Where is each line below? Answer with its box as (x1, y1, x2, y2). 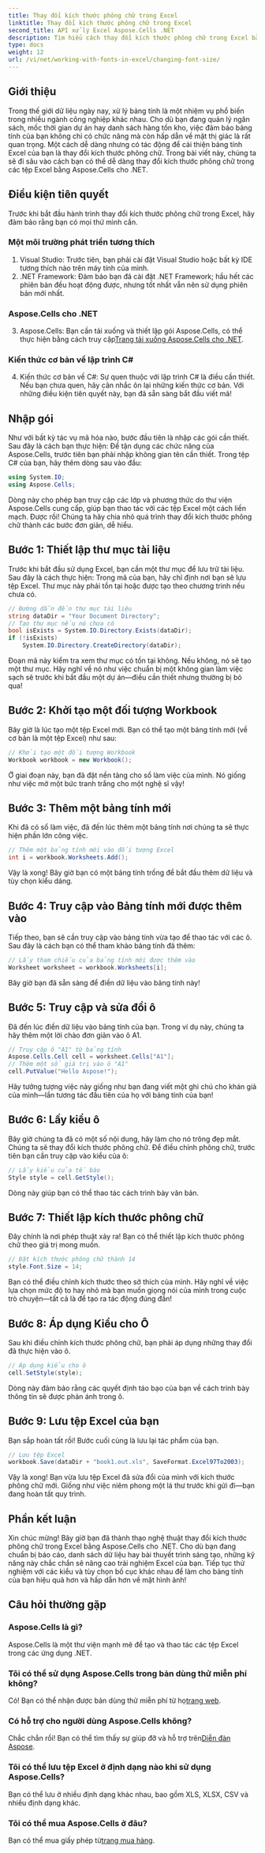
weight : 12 (8, 48, 44, 56)
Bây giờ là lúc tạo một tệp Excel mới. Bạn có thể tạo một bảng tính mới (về (8, 724, 248, 734)
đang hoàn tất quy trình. (8, 1489, 87, 1499)
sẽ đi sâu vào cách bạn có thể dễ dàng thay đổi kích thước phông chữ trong (8, 156, 255, 166)
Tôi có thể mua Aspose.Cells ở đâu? (8, 1817, 147, 1828)
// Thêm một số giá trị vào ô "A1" (8, 1061, 129, 1068)
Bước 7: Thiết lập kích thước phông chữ (8, 1211, 204, 1224)
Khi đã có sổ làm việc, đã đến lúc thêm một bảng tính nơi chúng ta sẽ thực (8, 823, 250, 832)
